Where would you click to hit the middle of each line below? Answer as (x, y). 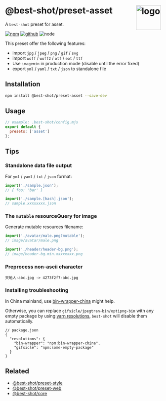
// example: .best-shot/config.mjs (42, 122)
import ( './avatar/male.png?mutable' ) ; (45, 236)
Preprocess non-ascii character (44, 267)
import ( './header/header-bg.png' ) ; (42, 249)
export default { (23, 127)
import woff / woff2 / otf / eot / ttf (47, 58)
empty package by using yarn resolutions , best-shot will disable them (76, 316)
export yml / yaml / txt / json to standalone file (59, 69)
